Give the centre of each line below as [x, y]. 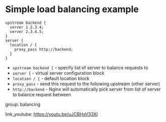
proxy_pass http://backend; [44, 49]
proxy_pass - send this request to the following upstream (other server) [86, 84]
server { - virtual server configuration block [59, 73]
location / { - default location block [51, 78]
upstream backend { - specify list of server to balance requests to [80, 67]
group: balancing [23, 104]
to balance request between [42, 94]
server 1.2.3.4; [27, 27]
